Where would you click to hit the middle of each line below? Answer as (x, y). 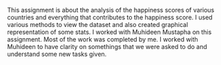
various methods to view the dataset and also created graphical (98, 25)
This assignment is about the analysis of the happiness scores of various (111, 10)
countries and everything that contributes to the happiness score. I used (110, 17)
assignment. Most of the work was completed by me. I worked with (103, 39)
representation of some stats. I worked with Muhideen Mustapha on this (109, 32)
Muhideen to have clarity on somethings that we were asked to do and (107, 47)
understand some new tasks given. (57, 54)
